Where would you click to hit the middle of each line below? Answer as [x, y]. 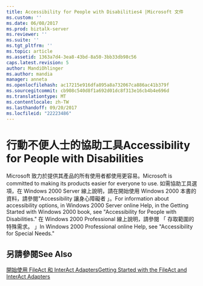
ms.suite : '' [23, 40]
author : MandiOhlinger [35, 68]
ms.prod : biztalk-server [38, 29]
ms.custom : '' [24, 18]
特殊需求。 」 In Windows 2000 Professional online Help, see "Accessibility [100, 227]
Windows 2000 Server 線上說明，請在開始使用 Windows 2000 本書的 [110, 191]
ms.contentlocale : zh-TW [38, 102]
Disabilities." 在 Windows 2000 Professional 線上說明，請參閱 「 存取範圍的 [100, 219]
